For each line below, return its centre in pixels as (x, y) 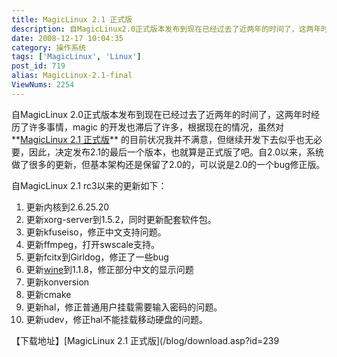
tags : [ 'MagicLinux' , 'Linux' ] (76, 57)
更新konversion (57, 282)
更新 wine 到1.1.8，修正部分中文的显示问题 (109, 269)
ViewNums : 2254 (43, 85)
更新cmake (48, 294)
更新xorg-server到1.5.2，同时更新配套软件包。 (121, 219)
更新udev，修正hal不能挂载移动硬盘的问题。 (116, 319)
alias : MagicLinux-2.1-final (72, 76)
